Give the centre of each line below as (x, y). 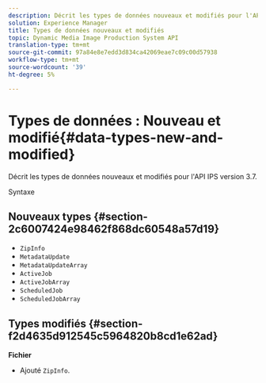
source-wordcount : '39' (47, 67)
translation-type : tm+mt (49, 45)
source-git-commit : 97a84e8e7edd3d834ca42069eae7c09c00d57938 (113, 52)
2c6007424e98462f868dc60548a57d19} (114, 229)
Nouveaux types (50, 216)
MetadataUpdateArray (53, 266)
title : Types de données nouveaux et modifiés (86, 30)
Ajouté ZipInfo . (45, 370)
